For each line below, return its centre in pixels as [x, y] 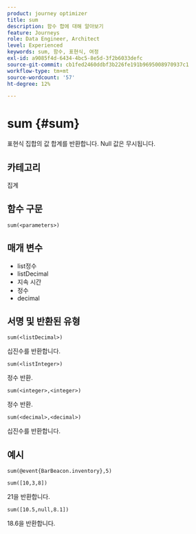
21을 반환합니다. [29, 497]
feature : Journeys [33, 33]
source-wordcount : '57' [41, 77]
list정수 [27, 266]
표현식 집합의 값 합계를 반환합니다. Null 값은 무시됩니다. [81, 144]
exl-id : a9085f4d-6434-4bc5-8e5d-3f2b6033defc [75, 58]
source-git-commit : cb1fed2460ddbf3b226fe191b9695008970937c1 [98, 65]
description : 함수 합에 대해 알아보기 [55, 26]
